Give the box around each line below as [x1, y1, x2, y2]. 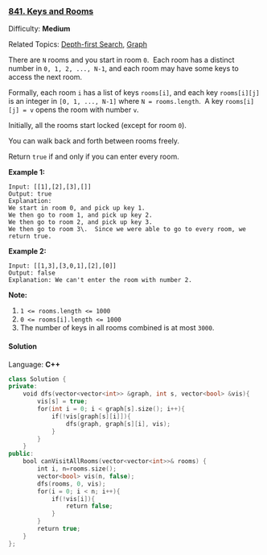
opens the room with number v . [35, 105, 139, 114]
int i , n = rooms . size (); [37, 465, 117, 473]
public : [8, 449, 35, 458]
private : [8, 383, 38, 391]
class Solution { [8, 375, 67, 383]
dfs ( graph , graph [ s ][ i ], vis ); [65, 420, 171, 428]
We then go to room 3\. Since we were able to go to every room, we [8, 226, 247, 234]
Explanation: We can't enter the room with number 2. [8, 276, 193, 284]
